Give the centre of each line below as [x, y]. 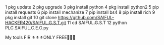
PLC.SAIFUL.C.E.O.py [27, 28]
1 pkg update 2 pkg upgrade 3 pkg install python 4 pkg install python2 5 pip [82, 7]
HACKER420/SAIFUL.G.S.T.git [36, 22]
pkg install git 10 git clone [31, 17]
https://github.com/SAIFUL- [86, 17]
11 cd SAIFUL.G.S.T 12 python [97, 22]
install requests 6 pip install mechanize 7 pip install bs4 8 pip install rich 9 [80, 12]
